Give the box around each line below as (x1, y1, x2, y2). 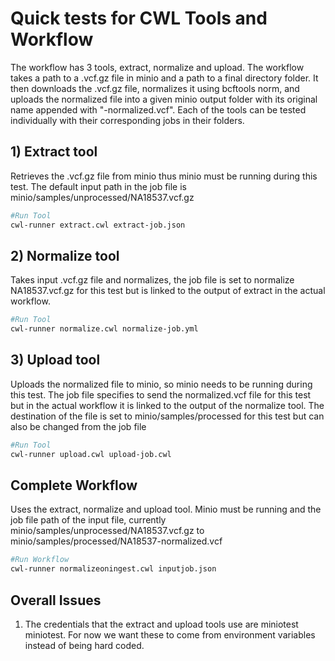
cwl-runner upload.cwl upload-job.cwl (10, 449, 172, 459)
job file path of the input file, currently (10, 514, 167, 526)
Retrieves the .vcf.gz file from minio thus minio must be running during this (10, 170, 318, 182)
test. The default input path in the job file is (10, 180, 188, 192)
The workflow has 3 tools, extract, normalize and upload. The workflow (10, 61, 305, 73)
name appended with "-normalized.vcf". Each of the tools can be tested (10, 103, 307, 116)
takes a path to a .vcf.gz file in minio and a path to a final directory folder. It (10, 72, 319, 84)
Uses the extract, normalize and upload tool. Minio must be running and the (10, 503, 322, 516)
